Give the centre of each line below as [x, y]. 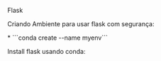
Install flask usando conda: [46, 51]
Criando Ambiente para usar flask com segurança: [81, 24]
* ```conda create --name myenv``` [57, 38]
